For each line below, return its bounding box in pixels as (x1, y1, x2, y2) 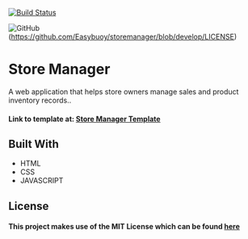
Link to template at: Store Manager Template (8, 114, 161, 124)
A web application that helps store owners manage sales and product (8, 86, 239, 96)
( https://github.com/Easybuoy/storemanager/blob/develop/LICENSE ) (8, 32, 237, 41)
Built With (8, 137, 59, 151)
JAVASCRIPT (19, 176, 64, 186)
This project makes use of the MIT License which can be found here (8, 222, 241, 232)
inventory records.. (8, 95, 72, 105)
